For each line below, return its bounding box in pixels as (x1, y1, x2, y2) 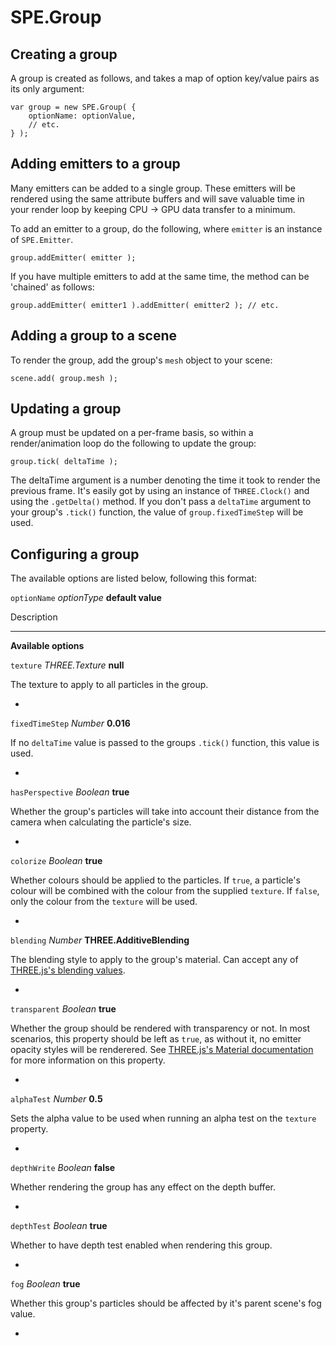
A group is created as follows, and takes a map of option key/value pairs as (10, 72, 320, 84)
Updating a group (10, 401, 122, 418)
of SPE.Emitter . (10, 233, 74, 245)
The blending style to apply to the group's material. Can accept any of (10, 954, 299, 966)
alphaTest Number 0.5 (10, 1093, 103, 1105)
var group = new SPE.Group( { (10, 102, 137, 112)
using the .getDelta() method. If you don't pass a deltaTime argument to (10, 496, 312, 508)
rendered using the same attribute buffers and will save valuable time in (10, 192, 305, 205)
